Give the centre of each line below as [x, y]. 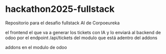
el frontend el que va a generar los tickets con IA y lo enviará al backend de [83, 32]
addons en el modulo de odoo [36, 47]
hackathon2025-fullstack [60, 9]
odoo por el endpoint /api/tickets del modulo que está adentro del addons [81, 38]
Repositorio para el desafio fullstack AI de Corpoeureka [62, 23]
